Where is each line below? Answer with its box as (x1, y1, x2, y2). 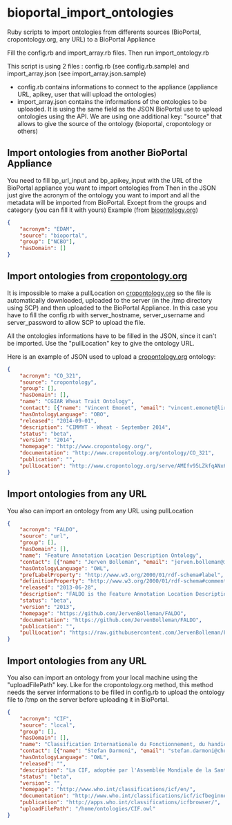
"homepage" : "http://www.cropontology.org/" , (19, 443, 153, 450)
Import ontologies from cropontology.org (7, 270, 188, 282)
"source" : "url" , (19, 533, 70, 540)
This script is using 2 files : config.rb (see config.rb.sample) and (7, 62, 190, 70)
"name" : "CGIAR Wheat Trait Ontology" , (19, 398, 135, 405)
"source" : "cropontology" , (19, 379, 97, 386)
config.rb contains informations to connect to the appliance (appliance (17, 82, 218, 91)
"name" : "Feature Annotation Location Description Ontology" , (19, 552, 202, 559)
